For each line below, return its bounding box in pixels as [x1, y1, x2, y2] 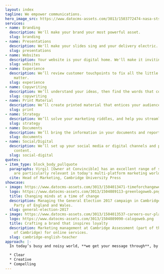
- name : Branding [5, 25, 41, 30]
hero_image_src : [5, 16, 38, 21]
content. [14, 148, 32, 153]
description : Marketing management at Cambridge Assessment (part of [9, 226, 154, 230]
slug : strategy [9, 121, 41, 126]
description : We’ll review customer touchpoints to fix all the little [9, 71, 159, 76]
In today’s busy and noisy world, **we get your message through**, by [9, 244, 159, 249]
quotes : [5, 157, 21, 162]
